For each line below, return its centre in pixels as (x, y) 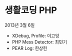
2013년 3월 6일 (20, 25)
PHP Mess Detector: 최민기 (39, 42)
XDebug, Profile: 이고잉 (35, 35)
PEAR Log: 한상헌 (29, 48)
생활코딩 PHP (31, 10)
